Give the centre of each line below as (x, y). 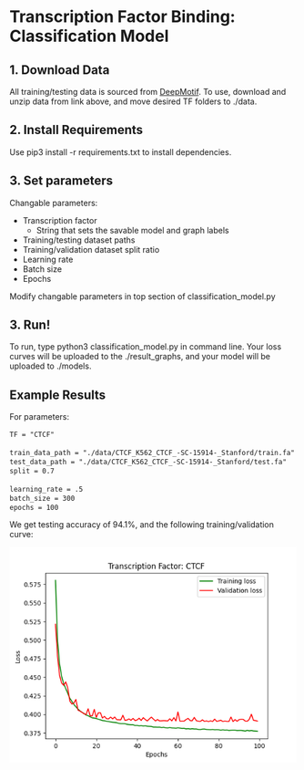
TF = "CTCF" (32, 435)
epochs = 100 (34, 508)
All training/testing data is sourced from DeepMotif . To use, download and (148, 92)
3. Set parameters (61, 181)
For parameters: (40, 417)
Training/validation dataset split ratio (91, 249)
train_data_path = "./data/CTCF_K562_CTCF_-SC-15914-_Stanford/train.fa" (152, 453)
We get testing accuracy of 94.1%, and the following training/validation (142, 525)
